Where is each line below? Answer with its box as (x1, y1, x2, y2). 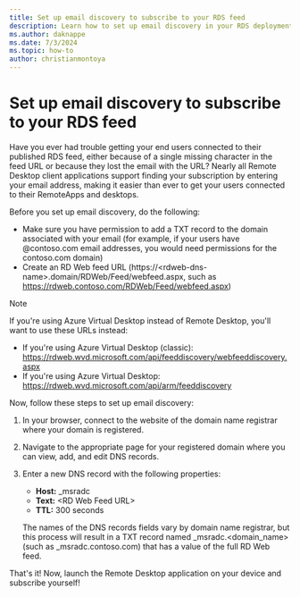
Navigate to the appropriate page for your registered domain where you (21, 441, 286, 452)
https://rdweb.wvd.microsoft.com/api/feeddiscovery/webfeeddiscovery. (21, 351, 287, 362)
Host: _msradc (35, 485, 91, 496)
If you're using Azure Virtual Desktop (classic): (21, 341, 194, 353)
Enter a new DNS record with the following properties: (21, 468, 221, 479)
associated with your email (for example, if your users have (21, 233, 240, 244)
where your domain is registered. (21, 424, 145, 434)
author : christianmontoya (9, 55, 105, 63)
